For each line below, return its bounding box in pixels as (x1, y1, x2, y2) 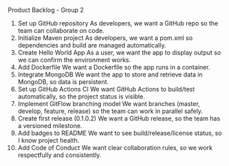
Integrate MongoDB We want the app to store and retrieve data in (17, 70, 203, 79)
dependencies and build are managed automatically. (17, 41, 166, 49)
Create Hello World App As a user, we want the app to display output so (17, 48, 221, 56)
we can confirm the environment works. (17, 56, 131, 64)
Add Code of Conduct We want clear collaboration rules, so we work (17, 144, 212, 152)
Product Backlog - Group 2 (8, 6, 85, 14)
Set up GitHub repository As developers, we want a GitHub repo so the (17, 19, 219, 27)
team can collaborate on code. (17, 27, 105, 34)
